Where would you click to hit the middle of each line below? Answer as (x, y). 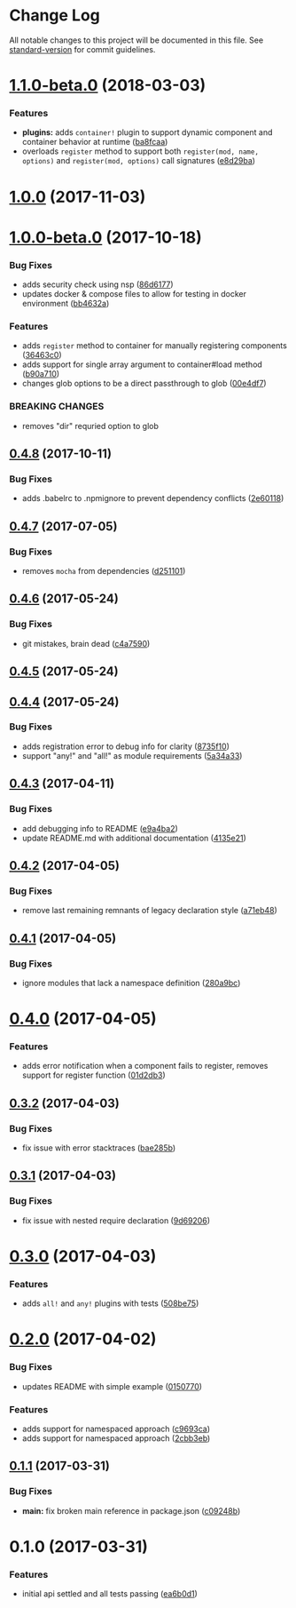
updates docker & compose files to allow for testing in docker (134, 294)
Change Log (55, 16)
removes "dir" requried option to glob (90, 426)
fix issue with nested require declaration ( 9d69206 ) (116, 1220)
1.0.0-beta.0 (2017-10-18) (105, 237)
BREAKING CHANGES (57, 407)
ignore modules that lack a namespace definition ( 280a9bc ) (131, 983)
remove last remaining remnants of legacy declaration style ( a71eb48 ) (149, 911)
